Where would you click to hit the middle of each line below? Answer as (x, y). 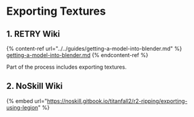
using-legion (22, 107)
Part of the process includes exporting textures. (66, 67)
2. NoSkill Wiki (35, 86)
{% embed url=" (27, 101)
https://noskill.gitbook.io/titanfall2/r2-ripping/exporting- (117, 101)
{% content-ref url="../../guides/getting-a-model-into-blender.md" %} (94, 48)
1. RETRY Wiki (33, 34)
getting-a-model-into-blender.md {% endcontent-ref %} (77, 55)
